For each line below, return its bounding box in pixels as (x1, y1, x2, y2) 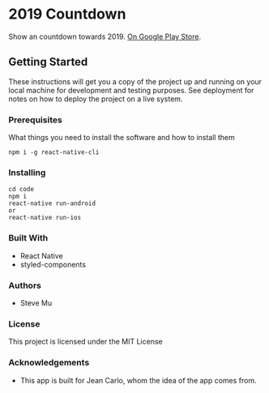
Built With (8, 233, 49, 244)
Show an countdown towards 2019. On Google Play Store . (8, 32, 201, 41)
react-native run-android (8, 199, 96, 207)
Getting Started (8, 55, 88, 69)
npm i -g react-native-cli (8, 148, 100, 156)
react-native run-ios (8, 214, 82, 222)
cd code (8, 186, 35, 194)
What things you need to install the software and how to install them (8, 133, 235, 143)
